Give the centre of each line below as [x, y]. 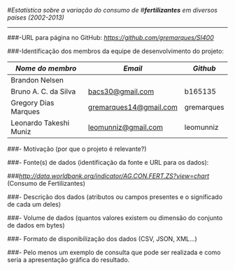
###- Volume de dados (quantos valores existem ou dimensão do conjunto [115, 218]
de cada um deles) [34, 204]
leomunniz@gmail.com [125, 127]
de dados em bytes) [36, 225]
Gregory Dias [33, 103]
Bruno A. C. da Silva [43, 91]
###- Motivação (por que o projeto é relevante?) [77, 149]
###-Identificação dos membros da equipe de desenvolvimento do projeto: [115, 51]
